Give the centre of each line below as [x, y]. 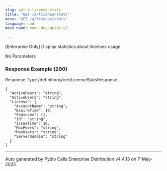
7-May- [145, 159]
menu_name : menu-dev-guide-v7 [37, 28]
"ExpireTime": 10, [33, 111]
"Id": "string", [31, 119]
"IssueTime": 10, [32, 124]
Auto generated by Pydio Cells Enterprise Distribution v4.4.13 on [71, 159]
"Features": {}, [31, 115]
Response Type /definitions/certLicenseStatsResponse [61, 80]
